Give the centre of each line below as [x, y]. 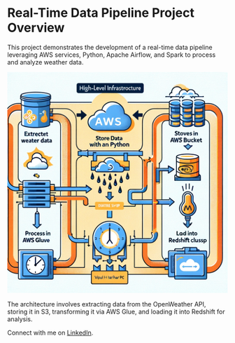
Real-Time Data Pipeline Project [101, 13]
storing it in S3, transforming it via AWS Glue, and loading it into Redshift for [116, 311]
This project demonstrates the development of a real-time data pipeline [110, 47]
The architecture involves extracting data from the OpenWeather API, [107, 304]
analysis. [20, 319]
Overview [36, 28]
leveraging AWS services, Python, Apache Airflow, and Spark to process [112, 55]
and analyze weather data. [45, 62]
